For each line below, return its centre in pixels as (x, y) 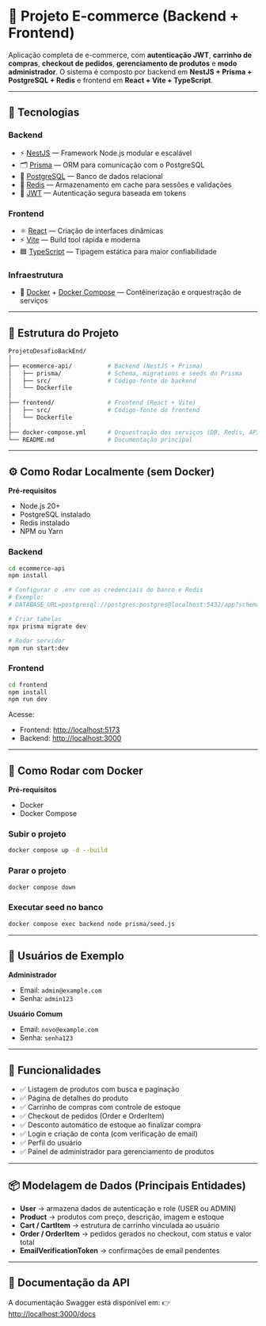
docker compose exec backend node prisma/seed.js (92, 924)
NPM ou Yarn (41, 532)
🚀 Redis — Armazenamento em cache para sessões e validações (125, 185)
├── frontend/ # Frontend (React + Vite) (102, 403)
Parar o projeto (37, 871)
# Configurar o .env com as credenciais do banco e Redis (106, 590)
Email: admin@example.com (61, 990)
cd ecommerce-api (37, 568)
